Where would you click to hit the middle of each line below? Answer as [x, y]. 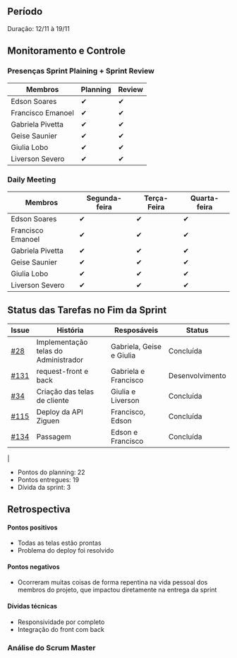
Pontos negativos [34, 566]
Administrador [60, 360]
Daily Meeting [32, 180]
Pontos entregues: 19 [48, 479]
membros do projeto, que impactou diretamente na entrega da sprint [117, 590]
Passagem [54, 436]
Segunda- [104, 198]
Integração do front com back [61, 629]
